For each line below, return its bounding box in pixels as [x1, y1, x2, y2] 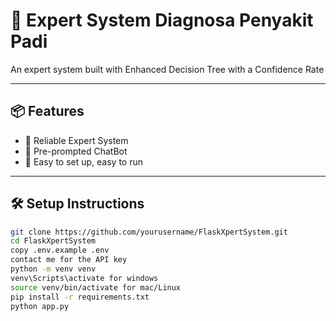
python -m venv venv [10, 264, 97, 274]
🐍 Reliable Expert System [24, 134, 129, 146]
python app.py [10, 301, 70, 311]
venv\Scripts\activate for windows [10, 273, 159, 283]
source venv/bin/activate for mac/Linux [10, 282, 182, 293]
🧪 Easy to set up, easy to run [24, 155, 144, 168]
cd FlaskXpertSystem [10, 236, 97, 246]
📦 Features [10, 103, 85, 120]
